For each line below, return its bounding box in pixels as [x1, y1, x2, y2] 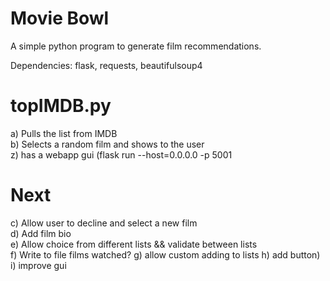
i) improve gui [10, 259, 67, 271]
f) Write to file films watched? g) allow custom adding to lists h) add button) [10, 248, 321, 261]
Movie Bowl [10, 7, 110, 30]
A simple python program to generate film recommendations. [10, 40, 262, 52]
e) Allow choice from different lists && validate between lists [10, 238, 258, 250]
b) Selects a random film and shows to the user [10, 138, 205, 150]
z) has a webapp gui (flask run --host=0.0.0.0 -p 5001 [10, 148, 233, 161]
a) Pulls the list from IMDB [10, 127, 118, 139]
